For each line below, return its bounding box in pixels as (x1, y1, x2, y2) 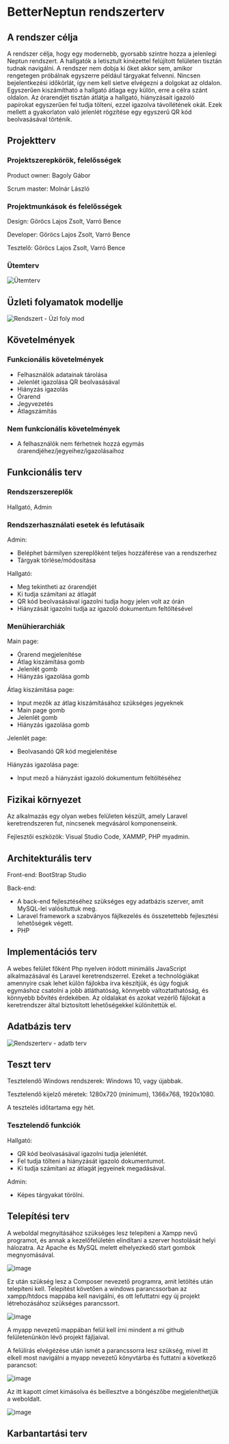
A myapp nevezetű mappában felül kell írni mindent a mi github (7, 1325, 185, 1334)
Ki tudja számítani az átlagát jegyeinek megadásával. (16, 1164, 166, 1172)
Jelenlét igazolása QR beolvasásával (16, 378, 120, 386)
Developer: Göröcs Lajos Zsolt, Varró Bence (7, 230, 131, 239)
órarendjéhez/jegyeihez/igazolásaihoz (16, 447, 125, 455)
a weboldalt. (7, 1395, 42, 1403)
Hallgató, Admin (7, 503, 53, 511)
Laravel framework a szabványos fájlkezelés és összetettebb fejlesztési (16, 911, 219, 919)
